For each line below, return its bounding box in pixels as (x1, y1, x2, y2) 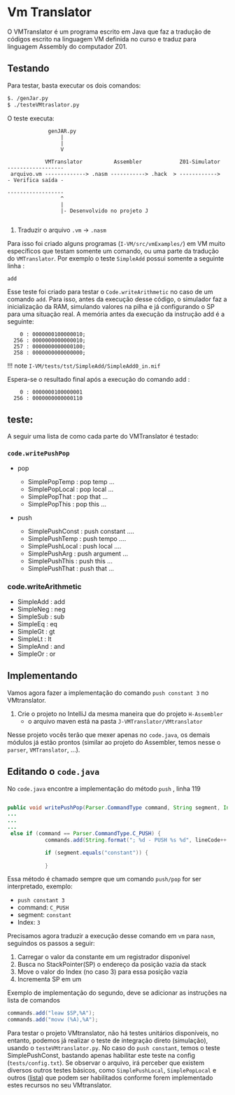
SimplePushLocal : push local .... (27, 542, 122, 550)
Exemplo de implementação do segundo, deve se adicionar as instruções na (7, 989, 227, 997)
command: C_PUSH (17, 903, 69, 911)
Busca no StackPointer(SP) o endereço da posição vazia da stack (17, 960, 207, 969)
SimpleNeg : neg (17, 605, 66, 613)
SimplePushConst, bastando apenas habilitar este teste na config (7, 1052, 196, 1060)
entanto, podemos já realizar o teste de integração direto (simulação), (7, 1036, 208, 1045)
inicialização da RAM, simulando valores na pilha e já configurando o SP (7, 302, 215, 310)
